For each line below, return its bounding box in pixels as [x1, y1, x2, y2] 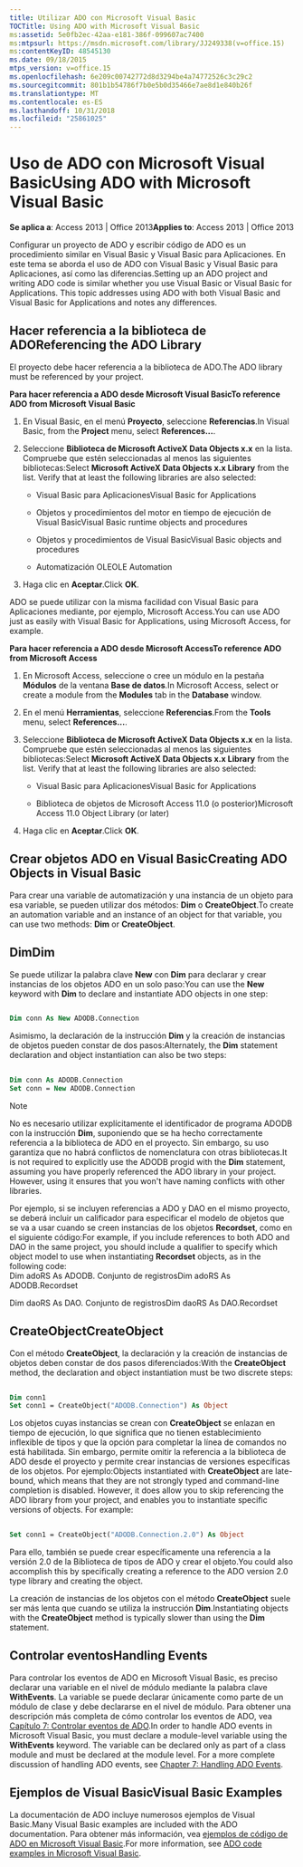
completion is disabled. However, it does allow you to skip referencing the [9, 1485, 285, 1496]
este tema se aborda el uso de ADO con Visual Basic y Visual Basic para [9, 259, 279, 270]
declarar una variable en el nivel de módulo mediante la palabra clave [9, 1681, 269, 1692]
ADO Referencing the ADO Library [9, 337, 202, 353]
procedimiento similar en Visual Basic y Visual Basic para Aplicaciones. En [9, 249, 287, 260]
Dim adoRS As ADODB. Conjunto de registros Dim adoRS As [9, 1270, 231, 1281]
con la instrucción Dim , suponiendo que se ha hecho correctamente [9, 1127, 263, 1138]
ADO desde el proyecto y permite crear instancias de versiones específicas [9, 1456, 291, 1468]
